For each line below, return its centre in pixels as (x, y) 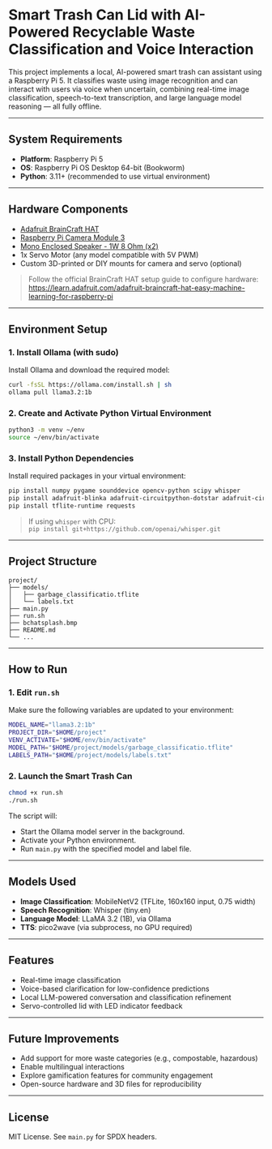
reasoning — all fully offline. (55, 106)
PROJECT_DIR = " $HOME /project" (57, 733)
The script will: (33, 816)
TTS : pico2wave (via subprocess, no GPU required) (106, 927)
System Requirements (66, 139)
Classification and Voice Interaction (131, 49)
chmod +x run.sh (36, 793)
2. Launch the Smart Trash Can (70, 776)
